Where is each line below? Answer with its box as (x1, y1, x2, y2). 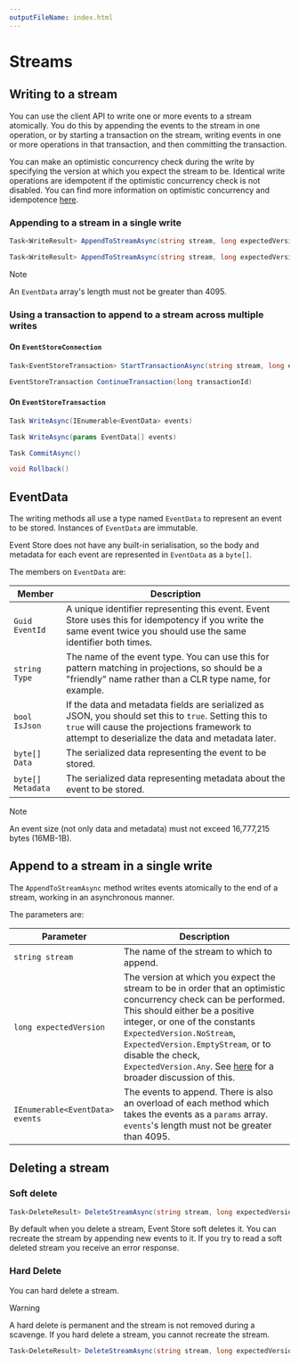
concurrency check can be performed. (123, 993, 286, 1006)
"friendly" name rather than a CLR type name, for (66, 673, 271, 686)
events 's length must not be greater (123, 1119, 272, 1131)
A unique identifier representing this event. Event (66, 603, 270, 615)
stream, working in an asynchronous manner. (9, 892, 175, 902)
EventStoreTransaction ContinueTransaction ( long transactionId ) (9, 377, 253, 386)
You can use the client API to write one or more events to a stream (9, 111, 252, 121)
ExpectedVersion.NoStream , (123, 1026, 236, 1039)
